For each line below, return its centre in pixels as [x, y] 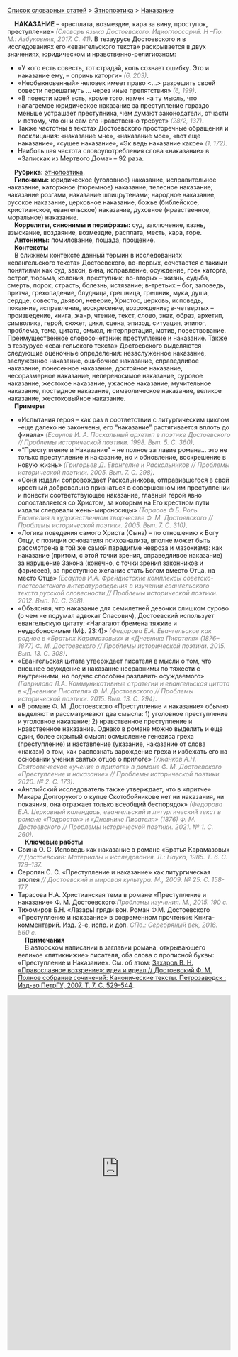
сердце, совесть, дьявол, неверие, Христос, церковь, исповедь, [105, 300]
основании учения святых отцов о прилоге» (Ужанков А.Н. [107, 759]
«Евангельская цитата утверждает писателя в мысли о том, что [114, 661]
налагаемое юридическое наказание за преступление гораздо [113, 105]
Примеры [29, 406]
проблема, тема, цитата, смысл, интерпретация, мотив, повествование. [117, 330]
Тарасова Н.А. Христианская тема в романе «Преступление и [112, 895]
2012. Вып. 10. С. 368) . [51, 600]
